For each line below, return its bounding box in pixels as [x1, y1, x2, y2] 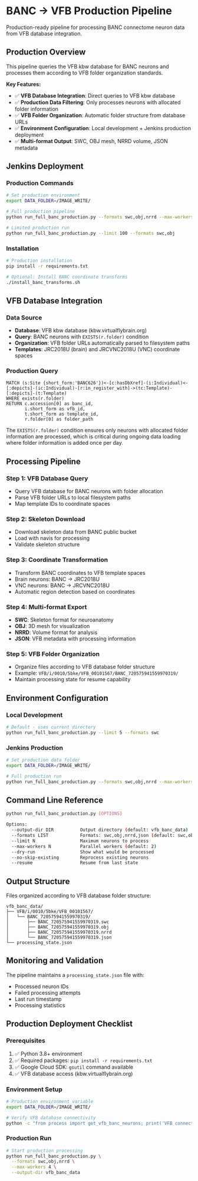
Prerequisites [6, 1037, 45, 1045]
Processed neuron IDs [14, 983, 69, 990]
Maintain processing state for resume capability [14, 676, 131, 683]
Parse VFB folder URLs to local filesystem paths [14, 494, 131, 501]
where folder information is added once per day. [6, 439, 124, 446]
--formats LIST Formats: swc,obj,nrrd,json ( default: [11, 833, 176, 839]
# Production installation [6, 257, 72, 264]
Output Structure [6, 876, 70, 886]
